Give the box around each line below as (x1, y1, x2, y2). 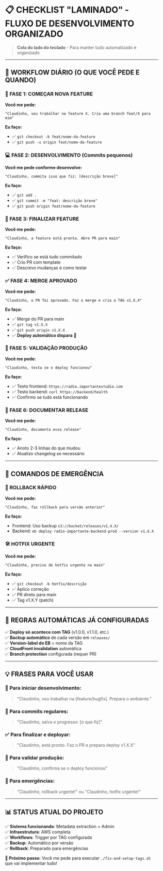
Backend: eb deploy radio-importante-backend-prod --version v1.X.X (12, 528, 154, 534)
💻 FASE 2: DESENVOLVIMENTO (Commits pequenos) (5, 152, 133, 158)
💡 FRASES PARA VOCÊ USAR (5, 670, 94, 678)
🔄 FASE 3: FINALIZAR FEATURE (5, 215, 79, 222)
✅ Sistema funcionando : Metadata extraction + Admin (5, 823, 115, 829)
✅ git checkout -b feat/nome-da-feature (12, 133, 96, 139)
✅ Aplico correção (12, 586, 49, 592)
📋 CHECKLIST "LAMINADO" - (5, 4, 130, 16)
